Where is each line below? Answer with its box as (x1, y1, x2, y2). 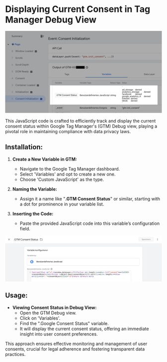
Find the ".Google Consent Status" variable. (19, 320, 109, 326)
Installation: (5, 143, 43, 152)
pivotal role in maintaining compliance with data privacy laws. (5, 128, 131, 134)
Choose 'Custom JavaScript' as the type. (19, 176, 104, 182)
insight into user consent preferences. (19, 331, 98, 337)
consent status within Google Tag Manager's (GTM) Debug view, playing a (5, 123, 158, 129)
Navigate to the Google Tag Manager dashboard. (19, 166, 120, 172)
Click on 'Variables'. (19, 315, 61, 321)
